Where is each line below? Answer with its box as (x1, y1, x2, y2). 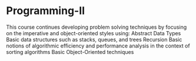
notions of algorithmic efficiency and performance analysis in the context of (6, 42, 190, 49)
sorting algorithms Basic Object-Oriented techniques (6, 48, 134, 55)
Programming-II (6, 4, 85, 18)
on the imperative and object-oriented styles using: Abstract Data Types (6, 29, 181, 36)
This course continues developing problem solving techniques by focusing (6, 23, 187, 30)
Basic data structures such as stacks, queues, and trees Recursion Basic (6, 36, 182, 43)
